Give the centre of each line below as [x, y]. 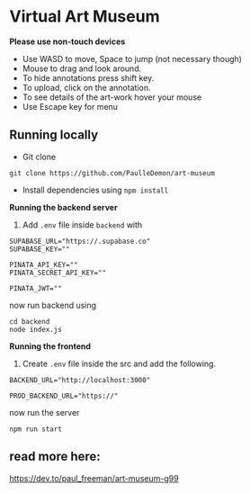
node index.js [36, 329]
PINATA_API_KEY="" [44, 264]
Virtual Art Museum [85, 17]
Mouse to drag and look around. [82, 68]
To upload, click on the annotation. [86, 87]
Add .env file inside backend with [82, 224]
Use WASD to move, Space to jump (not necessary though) [132, 58]
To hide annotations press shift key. [88, 77]
